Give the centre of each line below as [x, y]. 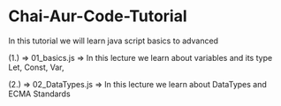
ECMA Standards [40, 94]
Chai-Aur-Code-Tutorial [98, 16]
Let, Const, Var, [36, 67]
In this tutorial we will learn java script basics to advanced [113, 41]
